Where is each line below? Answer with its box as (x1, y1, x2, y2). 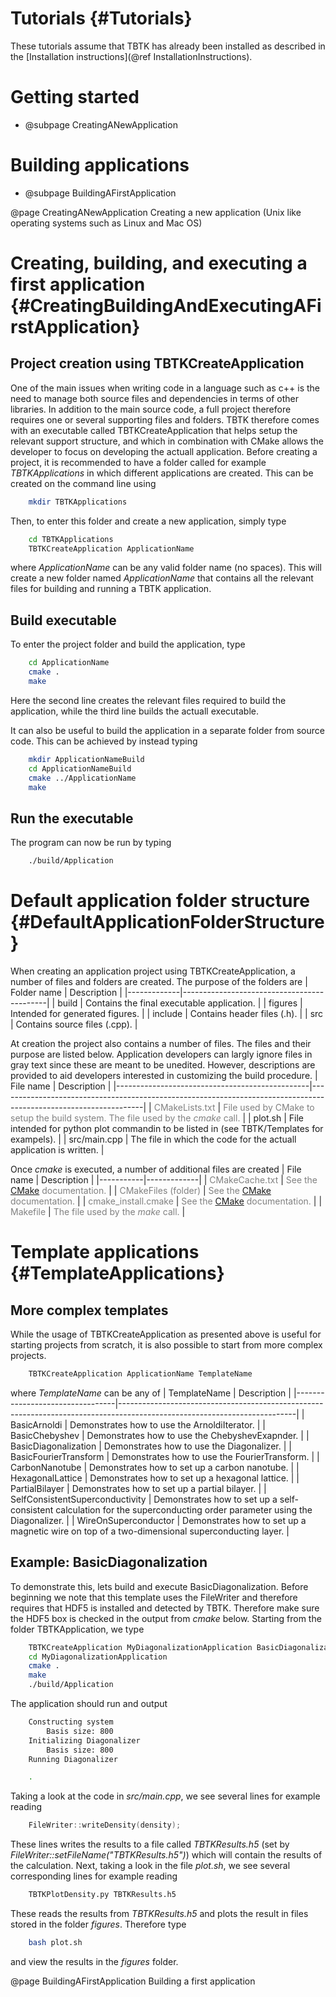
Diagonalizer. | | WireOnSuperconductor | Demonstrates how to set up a (10, 1514, 307, 1526)
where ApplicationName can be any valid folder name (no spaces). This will (10, 562, 322, 574)
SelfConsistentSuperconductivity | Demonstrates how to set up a (10, 1493, 278, 1505)
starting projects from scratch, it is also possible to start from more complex (10, 1339, 323, 1351)
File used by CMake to (223, 1102, 315, 1113)
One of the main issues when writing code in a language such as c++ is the (10, 382, 321, 394)
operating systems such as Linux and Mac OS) (10, 217, 203, 229)
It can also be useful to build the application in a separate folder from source (10, 724, 325, 736)
